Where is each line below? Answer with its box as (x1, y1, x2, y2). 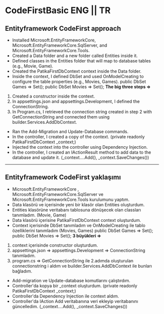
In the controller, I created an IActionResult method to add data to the (12, 149, 151, 155)
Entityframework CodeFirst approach (5, 24, 121, 33)
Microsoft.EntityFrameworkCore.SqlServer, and (12, 42, 107, 48)
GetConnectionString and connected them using (12, 114, 110, 119)
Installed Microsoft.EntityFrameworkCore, (12, 37, 96, 43)
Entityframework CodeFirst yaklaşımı (5, 173, 121, 181)
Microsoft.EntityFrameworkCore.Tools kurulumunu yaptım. (12, 196, 130, 202)
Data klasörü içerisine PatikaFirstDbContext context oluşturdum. (12, 217, 142, 223)
